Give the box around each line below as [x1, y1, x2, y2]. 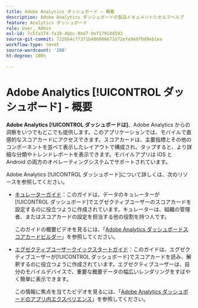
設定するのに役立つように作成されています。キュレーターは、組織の [14, 205, 180, 212]
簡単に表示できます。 [20, 275, 72, 282]
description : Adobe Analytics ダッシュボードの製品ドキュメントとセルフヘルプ [6, 14, 184, 20]
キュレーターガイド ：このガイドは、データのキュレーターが [14, 190, 160, 198]
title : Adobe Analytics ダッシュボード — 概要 [6, 8, 115, 15]
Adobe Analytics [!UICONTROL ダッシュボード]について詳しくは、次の [6, 170, 178, 178]
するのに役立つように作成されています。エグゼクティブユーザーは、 [20, 261, 185, 268]
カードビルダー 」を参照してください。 [25, 233, 118, 240]
